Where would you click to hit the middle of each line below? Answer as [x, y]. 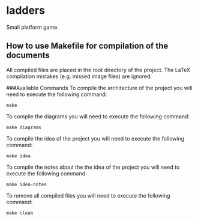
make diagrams [24, 127]
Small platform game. [32, 27]
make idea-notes [26, 184]
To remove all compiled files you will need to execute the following [88, 195]
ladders [25, 11]
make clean [20, 213]
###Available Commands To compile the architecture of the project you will [99, 88]
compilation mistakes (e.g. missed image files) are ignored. [79, 76]
